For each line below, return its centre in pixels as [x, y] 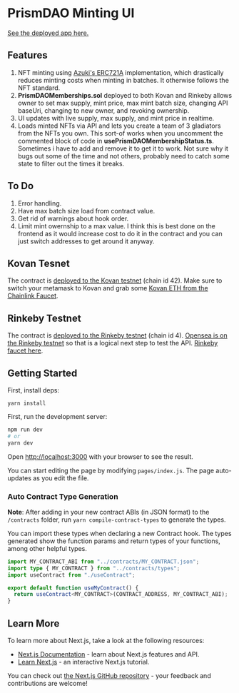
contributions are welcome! [47, 683]
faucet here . [25, 350]
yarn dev [20, 443]
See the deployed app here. [48, 33]
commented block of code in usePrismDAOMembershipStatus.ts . [116, 141]
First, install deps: [33, 390]
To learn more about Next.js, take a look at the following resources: [106, 640]
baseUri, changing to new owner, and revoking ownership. [103, 110]
